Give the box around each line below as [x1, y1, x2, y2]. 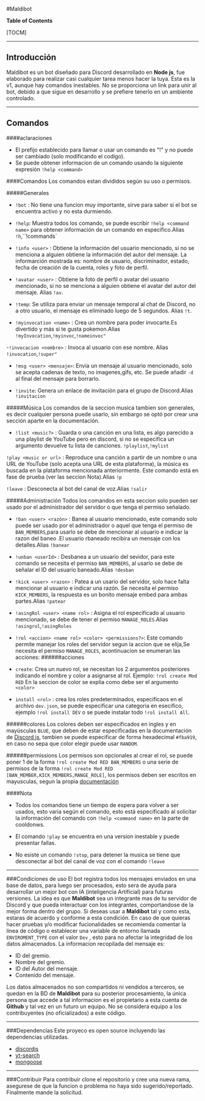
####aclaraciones [6, 134, 52, 141]
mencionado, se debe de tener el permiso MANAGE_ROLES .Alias [15, 616, 168, 623]
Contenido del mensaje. [15, 971, 75, 979]
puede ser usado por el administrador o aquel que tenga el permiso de [15, 521, 193, 529]
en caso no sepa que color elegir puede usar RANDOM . [6, 740, 138, 747]
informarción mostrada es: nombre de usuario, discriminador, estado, [15, 257, 190, 265]
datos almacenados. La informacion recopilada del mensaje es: [6, 940, 165, 947]
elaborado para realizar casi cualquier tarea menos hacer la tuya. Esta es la [6, 75, 195, 82]
